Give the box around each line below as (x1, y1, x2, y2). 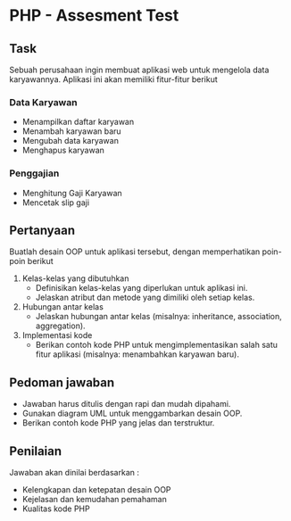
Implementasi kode (21, 330, 93, 341)
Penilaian (9, 443, 62, 459)
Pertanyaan (9, 222, 76, 237)
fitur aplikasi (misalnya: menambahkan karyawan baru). (35, 349, 239, 360)
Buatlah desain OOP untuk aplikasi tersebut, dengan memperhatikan (9, 246, 261, 257)
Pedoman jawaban (9, 375, 115, 390)
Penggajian (9, 167, 60, 179)
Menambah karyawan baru (21, 126, 122, 136)
